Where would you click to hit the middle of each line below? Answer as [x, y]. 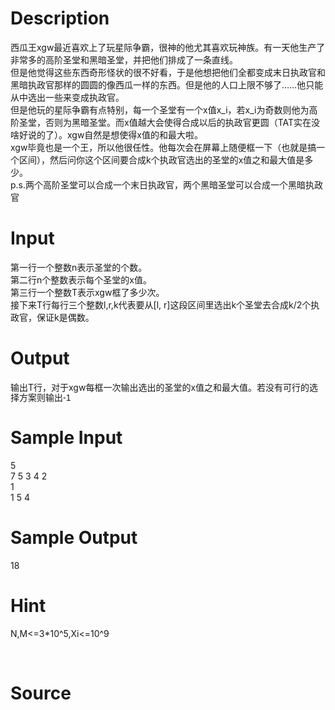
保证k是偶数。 [65, 317]
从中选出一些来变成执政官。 [67, 97]
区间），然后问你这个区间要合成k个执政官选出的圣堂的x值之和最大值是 [161, 159]
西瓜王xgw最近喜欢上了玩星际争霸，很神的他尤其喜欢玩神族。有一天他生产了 [168, 47]
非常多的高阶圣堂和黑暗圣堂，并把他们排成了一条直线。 [124, 59]
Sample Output [74, 538]
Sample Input [66, 438]
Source [41, 693]
